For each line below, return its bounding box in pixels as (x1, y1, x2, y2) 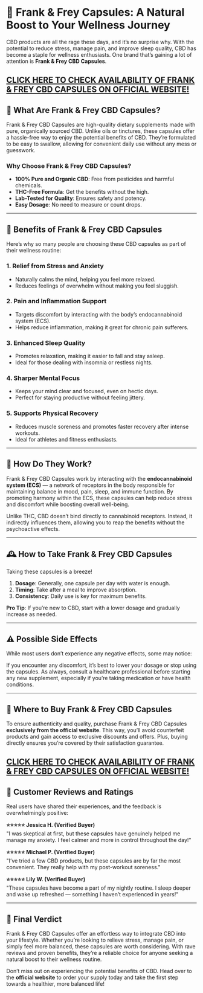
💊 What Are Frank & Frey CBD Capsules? (6, 105, 161, 115)
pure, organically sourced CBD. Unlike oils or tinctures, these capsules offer (6, 127, 195, 135)
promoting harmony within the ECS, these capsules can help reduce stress (6, 494, 192, 501)
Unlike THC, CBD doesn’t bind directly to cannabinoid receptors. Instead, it (6, 512, 193, 519)
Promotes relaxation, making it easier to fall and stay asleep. (14, 353, 165, 360)
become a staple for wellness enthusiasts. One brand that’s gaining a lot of (6, 51, 192, 58)
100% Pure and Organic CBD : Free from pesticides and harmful (14, 175, 174, 183)
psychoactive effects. (6, 525, 60, 532)
